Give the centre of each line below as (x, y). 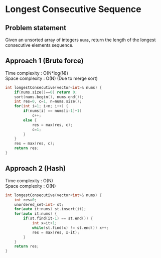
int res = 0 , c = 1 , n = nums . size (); (48, 101)
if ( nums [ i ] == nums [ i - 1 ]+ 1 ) (52, 111)
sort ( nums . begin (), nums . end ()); (49, 97)
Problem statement (36, 28)
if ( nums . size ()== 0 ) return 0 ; (46, 92)
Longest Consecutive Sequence (73, 9)
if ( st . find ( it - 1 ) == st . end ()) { (58, 219)
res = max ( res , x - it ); (56, 232)
